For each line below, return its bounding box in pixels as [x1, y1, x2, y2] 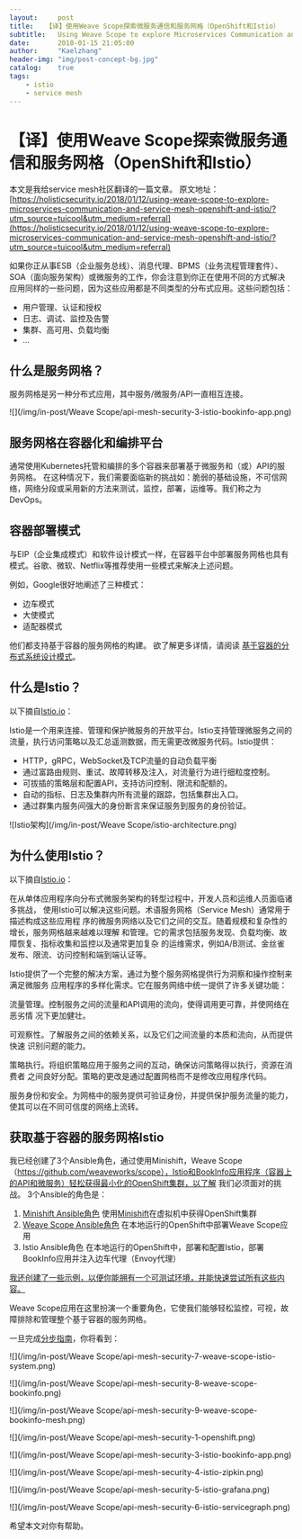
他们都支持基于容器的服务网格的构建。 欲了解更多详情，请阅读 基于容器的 [9, 640, 281, 651]
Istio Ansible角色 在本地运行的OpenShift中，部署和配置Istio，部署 [22, 1242, 265, 1253]
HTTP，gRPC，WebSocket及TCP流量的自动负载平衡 [22, 755, 218, 766]
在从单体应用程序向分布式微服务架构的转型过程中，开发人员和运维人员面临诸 [9, 893, 293, 904]
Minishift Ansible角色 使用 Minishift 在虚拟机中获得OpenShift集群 [22, 1208, 258, 1219]
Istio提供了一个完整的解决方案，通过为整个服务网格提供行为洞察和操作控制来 [9, 968, 293, 979]
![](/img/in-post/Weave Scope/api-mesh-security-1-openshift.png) [9, 1432, 256, 1443]
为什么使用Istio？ [9, 848, 105, 864]
